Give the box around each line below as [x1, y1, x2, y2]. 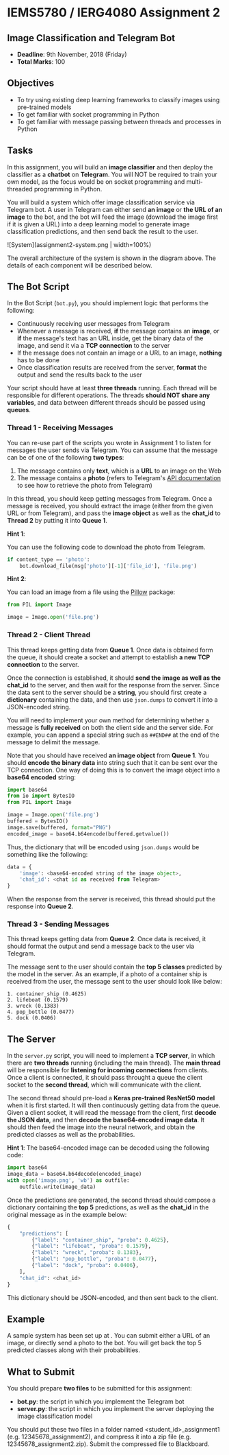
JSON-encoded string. [7, 702, 71, 711]
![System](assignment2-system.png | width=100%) [7, 240, 152, 248]
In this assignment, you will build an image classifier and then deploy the [7, 163, 213, 171]
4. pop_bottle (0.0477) [7, 1008, 75, 1016]
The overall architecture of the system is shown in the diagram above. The [7, 254, 217, 262]
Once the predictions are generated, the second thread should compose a [7, 1196, 216, 1204]
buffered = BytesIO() [7, 818, 69, 825]
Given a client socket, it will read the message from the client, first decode [7, 1109, 217, 1117]
